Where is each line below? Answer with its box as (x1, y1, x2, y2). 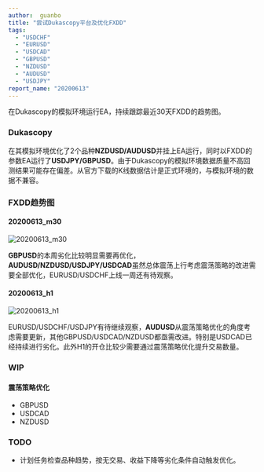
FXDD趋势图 (8, 197, 55, 208)
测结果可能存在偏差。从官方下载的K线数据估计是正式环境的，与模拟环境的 (8, 166, 247, 175)
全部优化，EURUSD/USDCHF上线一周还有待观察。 (14, 270, 178, 280)
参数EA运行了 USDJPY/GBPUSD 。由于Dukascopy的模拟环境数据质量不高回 (8, 156, 251, 165)
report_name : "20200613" (8, 84, 90, 93)
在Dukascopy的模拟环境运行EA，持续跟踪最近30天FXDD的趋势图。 (8, 107, 225, 116)
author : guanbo (8, 11, 61, 20)
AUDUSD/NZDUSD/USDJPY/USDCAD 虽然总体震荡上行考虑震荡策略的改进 (8, 260, 249, 269)
